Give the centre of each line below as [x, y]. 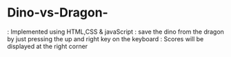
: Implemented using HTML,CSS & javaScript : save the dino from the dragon [115, 32]
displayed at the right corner [48, 46]
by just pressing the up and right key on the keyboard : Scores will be [106, 38]
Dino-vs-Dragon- [58, 13]
